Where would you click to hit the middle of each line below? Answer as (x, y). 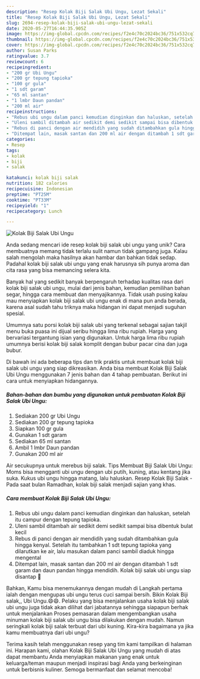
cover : (14, 45)
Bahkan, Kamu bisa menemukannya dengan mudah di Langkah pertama (94, 588)
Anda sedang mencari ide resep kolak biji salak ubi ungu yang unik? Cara (96, 245)
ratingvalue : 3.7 (28, 56)
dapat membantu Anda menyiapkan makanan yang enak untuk (83, 657)
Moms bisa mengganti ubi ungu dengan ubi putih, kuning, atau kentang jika (98, 472)
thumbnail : (20, 39)
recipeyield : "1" (28, 206)
